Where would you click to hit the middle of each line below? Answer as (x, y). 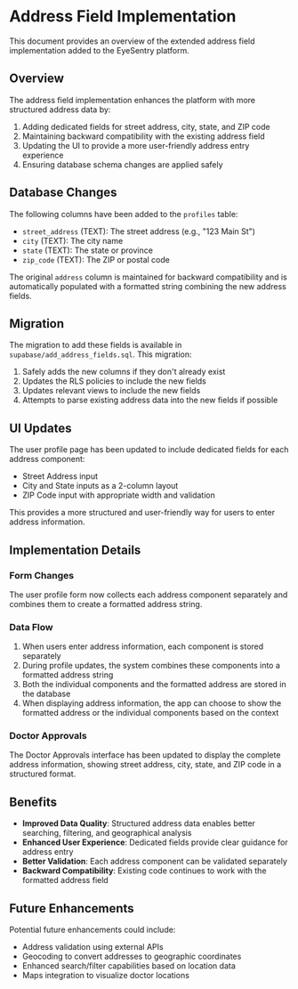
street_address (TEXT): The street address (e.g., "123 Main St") (139, 231)
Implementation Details (75, 550)
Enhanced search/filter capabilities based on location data (129, 966)
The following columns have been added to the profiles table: (124, 214)
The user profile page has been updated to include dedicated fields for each (149, 450)
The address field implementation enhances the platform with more (133, 100)
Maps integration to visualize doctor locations (105, 976)
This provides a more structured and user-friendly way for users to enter (142, 513)
